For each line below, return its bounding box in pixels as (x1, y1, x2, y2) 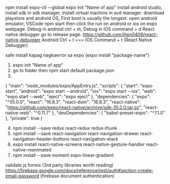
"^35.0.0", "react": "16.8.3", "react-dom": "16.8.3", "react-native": (5, 99, 141, 105)
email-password (5, 173, 40, 179)
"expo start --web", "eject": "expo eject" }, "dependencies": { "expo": (5, 94, 151, 99)
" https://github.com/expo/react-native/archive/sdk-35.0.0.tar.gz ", (5, 104, 143, 110)
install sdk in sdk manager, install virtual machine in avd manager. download (5, 10, 164, 16)
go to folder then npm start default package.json (12, 67, 115, 73)
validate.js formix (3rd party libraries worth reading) (5, 162, 114, 168)
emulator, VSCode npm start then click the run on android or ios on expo (5, 20, 157, 27)
